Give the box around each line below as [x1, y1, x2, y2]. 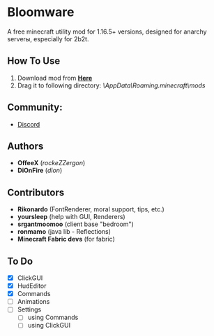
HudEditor [17, 281, 47, 290]
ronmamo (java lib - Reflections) [17, 227, 112, 236]
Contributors [7, 186, 65, 198]
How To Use [7, 55, 61, 67]
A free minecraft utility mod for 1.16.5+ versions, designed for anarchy [7, 27, 207, 36]
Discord [17, 120, 40, 128]
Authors [7, 140, 44, 152]
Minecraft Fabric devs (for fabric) [17, 235, 115, 244]
